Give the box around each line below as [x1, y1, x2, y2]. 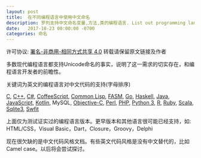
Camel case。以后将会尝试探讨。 [6, 145, 88, 153]
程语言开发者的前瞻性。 [6, 68, 64, 75]
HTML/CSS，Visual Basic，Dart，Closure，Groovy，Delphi [6, 125, 153, 132]
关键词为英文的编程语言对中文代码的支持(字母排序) [6, 81, 131, 88]
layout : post [6, 8, 39, 15]
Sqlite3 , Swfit [6, 106, 39, 113]
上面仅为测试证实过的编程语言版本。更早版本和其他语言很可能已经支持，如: [6, 117, 191, 125]
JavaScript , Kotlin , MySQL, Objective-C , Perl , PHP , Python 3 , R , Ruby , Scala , [6, 99, 194, 106]
